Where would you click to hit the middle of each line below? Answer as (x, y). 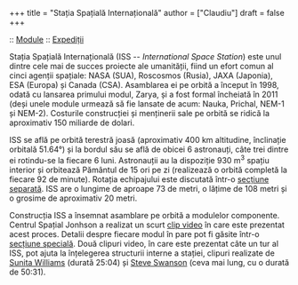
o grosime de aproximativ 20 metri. (73, 198)
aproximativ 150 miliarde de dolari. (72, 123)
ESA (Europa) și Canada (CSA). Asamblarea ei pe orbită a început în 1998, (144, 85)
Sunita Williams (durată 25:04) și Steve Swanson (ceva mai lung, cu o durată (149, 262)
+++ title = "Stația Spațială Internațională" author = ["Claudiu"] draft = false (147, 13)
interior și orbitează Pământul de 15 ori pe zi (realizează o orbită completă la (148, 170)
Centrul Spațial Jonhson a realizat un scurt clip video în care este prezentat (147, 225)
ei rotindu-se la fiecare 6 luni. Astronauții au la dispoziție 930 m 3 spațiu (139, 159)
